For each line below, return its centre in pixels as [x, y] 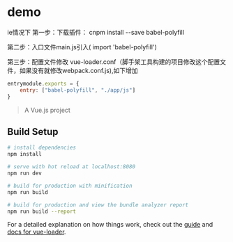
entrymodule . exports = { [43, 83]
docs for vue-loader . [37, 232]
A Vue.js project [47, 110]
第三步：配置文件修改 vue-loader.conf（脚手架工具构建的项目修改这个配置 [114, 62]
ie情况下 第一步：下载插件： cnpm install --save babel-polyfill [96, 32]
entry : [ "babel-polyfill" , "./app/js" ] [78, 90]
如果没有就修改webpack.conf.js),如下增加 [78, 70]
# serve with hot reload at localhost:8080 [72, 167]
